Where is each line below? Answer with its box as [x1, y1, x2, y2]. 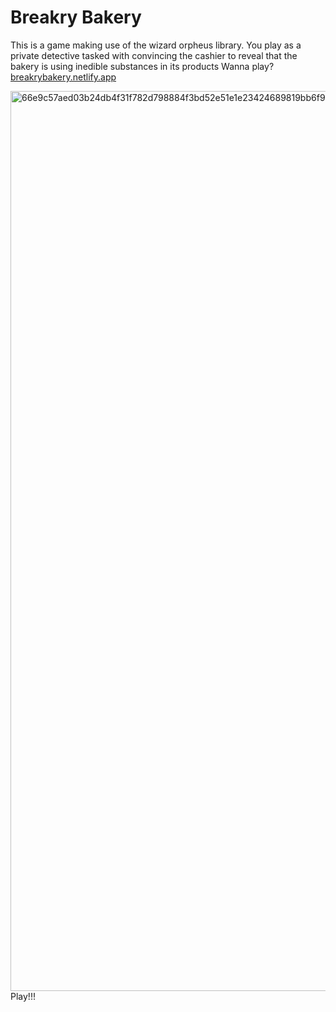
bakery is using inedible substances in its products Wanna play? [10, 60, 275, 72]
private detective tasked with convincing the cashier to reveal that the [10, 49, 298, 61]
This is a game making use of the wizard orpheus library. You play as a [10, 39, 302, 51]
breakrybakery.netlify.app [10, 71, 117, 83]
